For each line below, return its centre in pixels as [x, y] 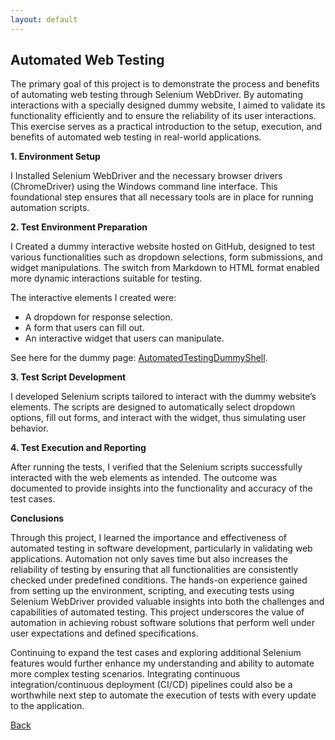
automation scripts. [50, 208]
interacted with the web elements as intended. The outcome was [144, 478]
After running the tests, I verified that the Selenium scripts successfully [156, 467]
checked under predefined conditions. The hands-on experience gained [159, 580]
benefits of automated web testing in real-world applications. [136, 137]
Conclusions [37, 518]
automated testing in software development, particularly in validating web [161, 548]
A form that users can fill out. [84, 328]
